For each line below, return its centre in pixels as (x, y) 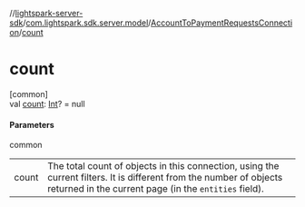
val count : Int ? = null (47, 103)
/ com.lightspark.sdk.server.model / (87, 23)
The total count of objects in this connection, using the (163, 166)
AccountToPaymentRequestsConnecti (222, 23)
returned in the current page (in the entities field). (156, 189)
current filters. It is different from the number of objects (165, 178)
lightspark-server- (49, 13)
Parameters (32, 124)
